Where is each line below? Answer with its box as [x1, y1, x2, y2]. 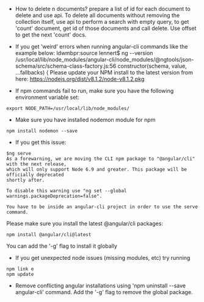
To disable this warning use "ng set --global [6, 188, 127, 194]
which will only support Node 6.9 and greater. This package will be [6, 167, 188, 173]
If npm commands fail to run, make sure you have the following [15, 87, 174, 94]
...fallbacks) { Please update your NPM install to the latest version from [15, 69, 194, 76]
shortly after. [6, 177, 45, 183]
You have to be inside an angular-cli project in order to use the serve [6, 204, 199, 210]
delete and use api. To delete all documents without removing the [15, 12, 180, 19]
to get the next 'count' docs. [15, 31, 87, 38]
